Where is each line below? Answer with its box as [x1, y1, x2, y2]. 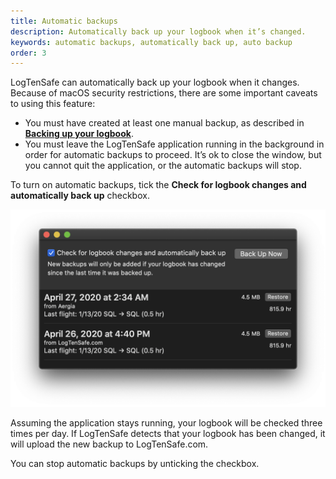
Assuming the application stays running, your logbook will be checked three [10, 417, 323, 429]
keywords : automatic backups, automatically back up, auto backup [10, 37, 293, 47]
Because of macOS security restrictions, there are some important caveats [10, 87, 318, 99]
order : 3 [10, 48, 47, 58]
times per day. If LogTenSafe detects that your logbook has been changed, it [10, 428, 326, 440]
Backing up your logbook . [24, 128, 134, 140]
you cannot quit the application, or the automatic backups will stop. [24, 160, 302, 172]
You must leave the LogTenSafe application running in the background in [24, 138, 325, 150]
